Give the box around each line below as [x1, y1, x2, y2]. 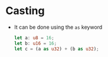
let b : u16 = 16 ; [14, 40, 57, 46]
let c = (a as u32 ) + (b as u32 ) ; [14, 46, 100, 52]
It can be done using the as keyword [14, 24, 103, 31]
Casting [5, 4, 45, 18]
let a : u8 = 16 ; [14, 35, 54, 41]
